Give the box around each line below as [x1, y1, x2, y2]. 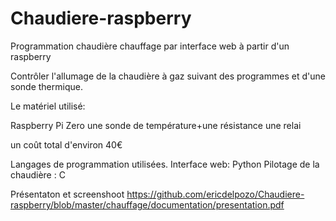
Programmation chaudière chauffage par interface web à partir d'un [10, 40, 290, 52]
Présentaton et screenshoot [10, 188, 125, 200]
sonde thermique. [10, 80, 83, 92]
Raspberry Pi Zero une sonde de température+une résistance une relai [10, 119, 302, 131]
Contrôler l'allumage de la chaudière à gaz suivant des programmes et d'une [10, 70, 326, 82]
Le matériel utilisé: [10, 100, 86, 112]
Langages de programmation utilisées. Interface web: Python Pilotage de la [10, 158, 320, 170]
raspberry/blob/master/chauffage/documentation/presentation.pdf [10, 198, 285, 211]
